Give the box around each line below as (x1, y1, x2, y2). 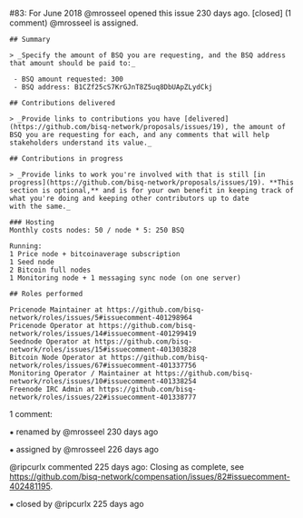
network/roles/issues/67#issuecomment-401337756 (9, 361, 197, 370)
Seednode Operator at (9, 337, 92, 346)
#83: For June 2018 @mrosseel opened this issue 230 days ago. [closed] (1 (9, 8, 292, 18)
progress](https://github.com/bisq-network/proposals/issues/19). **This (9, 178, 295, 187)
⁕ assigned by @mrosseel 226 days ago (9, 444, 159, 454)
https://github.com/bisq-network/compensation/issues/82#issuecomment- (9, 472, 290, 482)
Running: (9, 242, 43, 251)
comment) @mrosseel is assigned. (9, 17, 139, 28)
